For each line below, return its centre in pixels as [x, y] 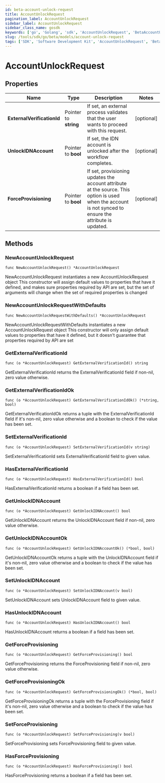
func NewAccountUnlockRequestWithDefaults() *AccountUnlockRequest [76, 315]
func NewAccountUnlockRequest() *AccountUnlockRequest [62, 268]
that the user [102, 118]
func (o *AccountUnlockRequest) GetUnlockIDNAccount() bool [68, 511]
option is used [103, 195]
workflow [98, 157]
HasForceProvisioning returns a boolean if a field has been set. [69, 776]
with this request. [107, 131]
